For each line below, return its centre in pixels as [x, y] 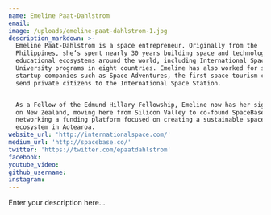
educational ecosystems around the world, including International [131, 61]
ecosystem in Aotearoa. [55, 127]
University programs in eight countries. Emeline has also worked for [137, 68]
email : [19, 23]
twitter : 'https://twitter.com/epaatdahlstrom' [90, 150]
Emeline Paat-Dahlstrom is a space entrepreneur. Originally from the [137, 46]
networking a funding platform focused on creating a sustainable [129, 120]
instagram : [27, 180]
